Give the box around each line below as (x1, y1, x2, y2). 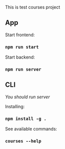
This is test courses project (5, 4, 61, 10)
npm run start (5, 44, 39, 50)
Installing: (5, 103, 25, 109)
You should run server (5, 94, 50, 100)
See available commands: (5, 126, 58, 132)
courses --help (5, 139, 42, 144)
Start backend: (5, 54, 35, 60)
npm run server (5, 67, 42, 73)
